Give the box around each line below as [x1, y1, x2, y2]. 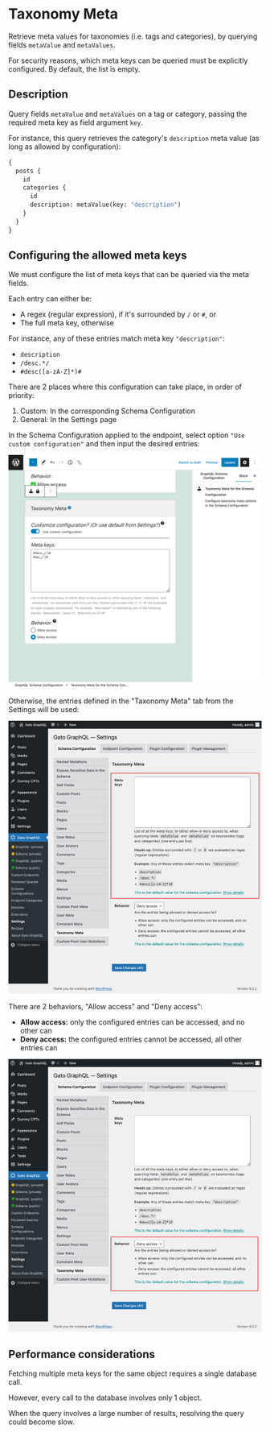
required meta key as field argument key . [8, 118, 143, 127]
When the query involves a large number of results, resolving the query [8, 1409, 244, 1418]
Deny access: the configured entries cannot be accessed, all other [19, 1034, 243, 1044]
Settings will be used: [8, 705, 80, 714]
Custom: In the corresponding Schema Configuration [19, 406, 195, 416]
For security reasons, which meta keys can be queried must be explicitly [8, 56, 248, 65]
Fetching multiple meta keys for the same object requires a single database [8, 1369, 257, 1378]
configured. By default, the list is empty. [8, 64, 141, 73]
